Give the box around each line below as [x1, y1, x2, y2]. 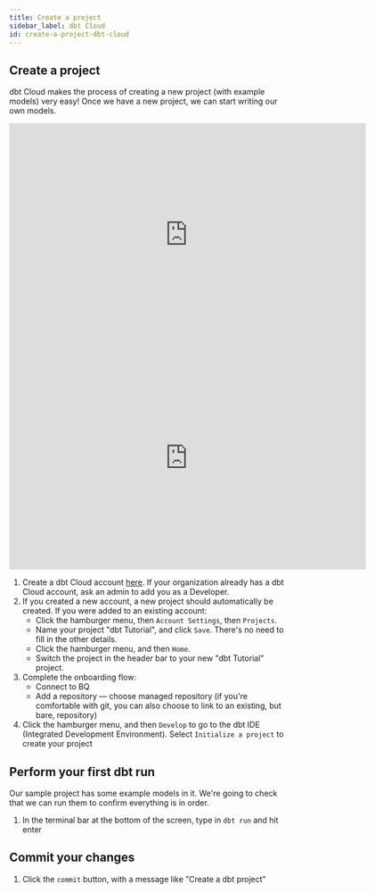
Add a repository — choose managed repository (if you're [35, 691, 248, 702]
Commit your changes [9, 850, 135, 865]
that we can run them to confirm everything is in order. [9, 797, 209, 808]
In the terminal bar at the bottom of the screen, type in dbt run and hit [21, 814, 279, 825]
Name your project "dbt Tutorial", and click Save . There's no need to [35, 624, 284, 635]
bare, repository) [35, 710, 98, 721]
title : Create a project [9, 13, 102, 22]
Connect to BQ [35, 681, 91, 692]
